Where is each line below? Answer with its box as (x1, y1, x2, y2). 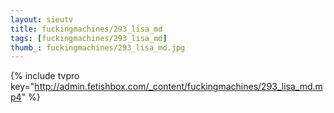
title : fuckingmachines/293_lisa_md (10, 24, 163, 34)
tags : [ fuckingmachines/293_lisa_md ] (10, 33, 168, 43)
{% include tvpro (10, 70, 80, 82)
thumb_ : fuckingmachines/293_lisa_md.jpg (10, 42, 186, 53)
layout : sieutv (10, 14, 74, 25)
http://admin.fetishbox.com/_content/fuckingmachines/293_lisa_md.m (34, 81, 323, 93)
